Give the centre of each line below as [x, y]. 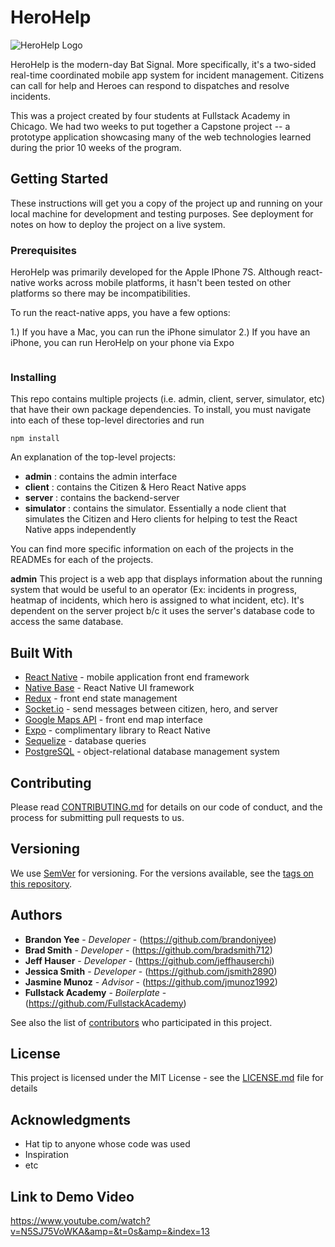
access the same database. [67, 622]
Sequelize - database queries [85, 741]
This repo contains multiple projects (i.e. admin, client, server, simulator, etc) [168, 399]
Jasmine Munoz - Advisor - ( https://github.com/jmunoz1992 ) [151, 982]
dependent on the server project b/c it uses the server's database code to [162, 611]
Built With [41, 652]
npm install [35, 439]
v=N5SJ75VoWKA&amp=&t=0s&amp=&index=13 [110, 1232]
